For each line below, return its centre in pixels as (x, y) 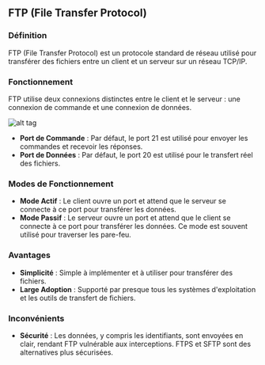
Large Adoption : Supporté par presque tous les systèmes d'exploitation (138, 289)
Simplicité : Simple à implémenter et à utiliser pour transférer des (126, 272)
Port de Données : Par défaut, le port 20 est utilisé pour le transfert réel (136, 154)
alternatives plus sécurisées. (66, 352)
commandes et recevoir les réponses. (81, 146)
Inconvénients (36, 318)
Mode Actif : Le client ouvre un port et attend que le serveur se (123, 201)
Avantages (30, 255)
